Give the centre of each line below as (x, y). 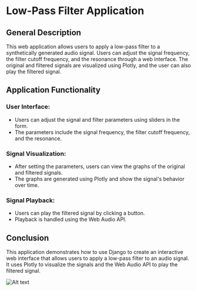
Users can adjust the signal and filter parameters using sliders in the (97, 119)
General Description (44, 33)
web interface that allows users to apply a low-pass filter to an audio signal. (98, 258)
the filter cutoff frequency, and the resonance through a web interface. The (97, 59)
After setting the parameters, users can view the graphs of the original (100, 166)
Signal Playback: (31, 200)
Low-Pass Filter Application (75, 11)
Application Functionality (54, 90)
